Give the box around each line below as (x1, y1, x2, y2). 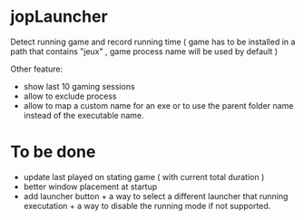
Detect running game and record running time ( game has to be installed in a (10, 36, 296, 47)
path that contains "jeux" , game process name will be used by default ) (10, 45, 279, 56)
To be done (10, 142, 96, 162)
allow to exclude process (23, 91, 117, 101)
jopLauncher (10, 6, 108, 27)
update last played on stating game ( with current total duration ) (23, 171, 265, 182)
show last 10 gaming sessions (23, 81, 135, 91)
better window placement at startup (23, 181, 158, 192)
